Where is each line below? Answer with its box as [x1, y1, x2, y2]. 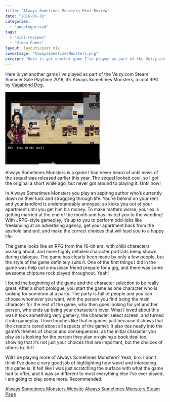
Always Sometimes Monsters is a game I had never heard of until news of [5, 169, 158, 175]
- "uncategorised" [10, 24, 49, 29]
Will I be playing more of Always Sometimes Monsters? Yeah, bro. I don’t [5, 354, 157, 360]
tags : [5, 29, 17, 35]
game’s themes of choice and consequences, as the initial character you [5, 328, 156, 334]
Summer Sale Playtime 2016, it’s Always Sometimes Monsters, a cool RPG [5, 76, 159, 82]
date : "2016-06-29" [5, 13, 47, 19]
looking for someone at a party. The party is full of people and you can [5, 290, 153, 296]
